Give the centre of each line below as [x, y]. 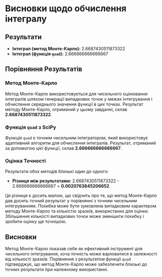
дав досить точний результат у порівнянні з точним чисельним [71, 201]
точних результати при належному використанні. [57, 270]
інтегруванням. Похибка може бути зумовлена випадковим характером [81, 206]
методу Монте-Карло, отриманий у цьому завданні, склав [66, 109]
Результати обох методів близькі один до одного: [57, 171]
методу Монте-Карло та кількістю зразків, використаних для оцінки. [77, 211]
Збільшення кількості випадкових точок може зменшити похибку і [75, 216]
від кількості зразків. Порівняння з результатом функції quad [68, 259]
